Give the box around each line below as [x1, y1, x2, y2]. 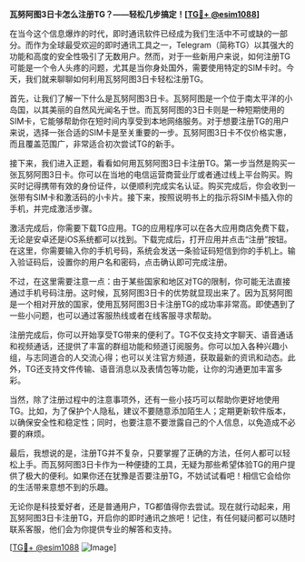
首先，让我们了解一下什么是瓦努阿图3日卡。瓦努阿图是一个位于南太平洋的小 [9, 93, 293, 104]
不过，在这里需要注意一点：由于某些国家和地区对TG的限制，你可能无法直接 [9, 276, 291, 286]
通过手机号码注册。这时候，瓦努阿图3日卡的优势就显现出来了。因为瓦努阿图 [9, 287, 293, 298]
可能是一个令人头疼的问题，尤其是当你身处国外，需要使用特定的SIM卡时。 [9, 63, 287, 73]
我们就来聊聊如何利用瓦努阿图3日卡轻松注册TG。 [25, 74, 209, 85]
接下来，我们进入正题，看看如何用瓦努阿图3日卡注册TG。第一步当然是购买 [9, 158, 288, 168]
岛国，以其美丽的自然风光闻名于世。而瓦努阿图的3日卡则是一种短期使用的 [9, 105, 285, 115]
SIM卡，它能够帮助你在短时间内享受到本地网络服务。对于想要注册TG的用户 [9, 115, 290, 126]
